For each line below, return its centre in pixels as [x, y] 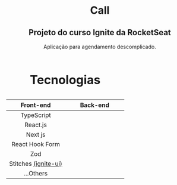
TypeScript [36, 115]
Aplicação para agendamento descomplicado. [100, 47]
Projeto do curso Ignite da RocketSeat [100, 33]
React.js [36, 125]
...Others [36, 174]
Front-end [36, 105]
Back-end [95, 105]
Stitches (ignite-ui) [36, 164]
